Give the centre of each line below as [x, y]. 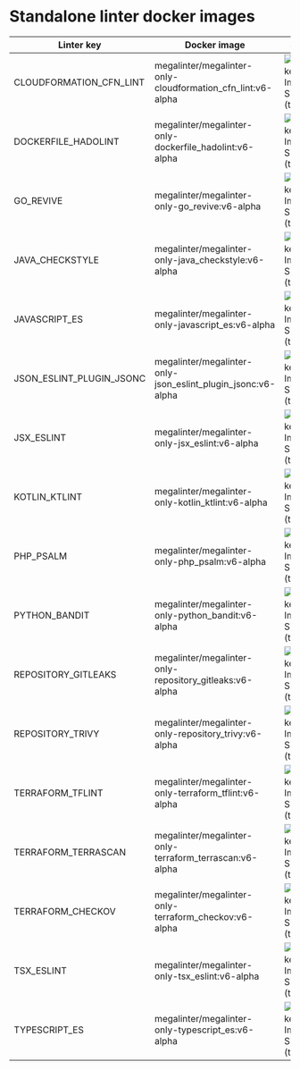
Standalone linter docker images [133, 17]
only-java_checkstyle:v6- [210, 259]
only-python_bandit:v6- [206, 615]
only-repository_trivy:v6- [208, 733]
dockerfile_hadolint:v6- [204, 147]
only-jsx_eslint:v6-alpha [207, 442]
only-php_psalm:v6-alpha [210, 561]
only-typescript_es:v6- [204, 1030]
